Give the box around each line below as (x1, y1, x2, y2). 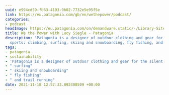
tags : (5, 45, 17, 50)
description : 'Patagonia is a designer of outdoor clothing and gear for (5, 36, 163, 41)
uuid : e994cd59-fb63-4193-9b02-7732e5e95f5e (5, 7, 100, 13)
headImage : (5, 26, 28, 31)
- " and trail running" (5, 77, 55, 82)
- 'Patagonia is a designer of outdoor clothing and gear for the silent (5, 59, 163, 64)
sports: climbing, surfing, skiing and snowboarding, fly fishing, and (10, 40, 163, 45)
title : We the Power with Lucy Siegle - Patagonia (5, 31, 114, 36)
